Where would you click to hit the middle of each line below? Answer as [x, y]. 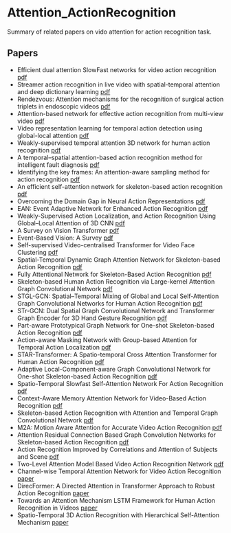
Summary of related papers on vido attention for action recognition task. [109, 32]
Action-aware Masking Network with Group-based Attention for [107, 340]
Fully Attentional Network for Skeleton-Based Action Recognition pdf [114, 274]
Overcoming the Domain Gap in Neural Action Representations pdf [111, 201]
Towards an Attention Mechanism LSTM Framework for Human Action [116, 500]
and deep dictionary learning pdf [64, 91]
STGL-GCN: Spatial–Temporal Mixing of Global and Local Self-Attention [118, 296]
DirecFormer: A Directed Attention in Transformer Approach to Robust [116, 486]
